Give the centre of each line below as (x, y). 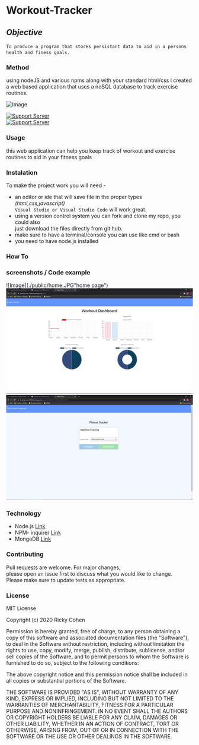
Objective (24, 32)
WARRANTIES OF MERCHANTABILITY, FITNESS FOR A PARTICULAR (90, 705)
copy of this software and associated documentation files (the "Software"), (98, 637)
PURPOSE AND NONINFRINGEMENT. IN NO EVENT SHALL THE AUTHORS (97, 711)
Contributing (25, 554)
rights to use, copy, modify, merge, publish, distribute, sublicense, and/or (95, 650)
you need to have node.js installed (57, 241)
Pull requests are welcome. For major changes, (63, 567)
